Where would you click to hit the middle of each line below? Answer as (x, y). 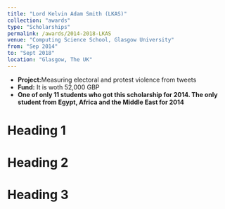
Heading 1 (37, 130)
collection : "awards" (39, 20)
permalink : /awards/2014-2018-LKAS (59, 33)
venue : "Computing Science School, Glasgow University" (91, 40)
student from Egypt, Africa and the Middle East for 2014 (101, 102)
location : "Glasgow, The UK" (50, 60)
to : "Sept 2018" (31, 53)
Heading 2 (38, 163)
